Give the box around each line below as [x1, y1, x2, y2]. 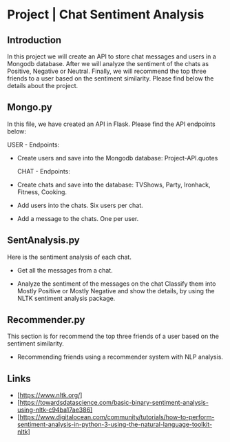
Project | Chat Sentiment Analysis [7, 7, 205, 23]
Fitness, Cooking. [17, 187, 67, 196]
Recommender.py [7, 314, 85, 326]
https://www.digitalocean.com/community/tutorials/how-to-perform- [19, 413, 215, 421]
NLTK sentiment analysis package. [17, 294, 116, 302]
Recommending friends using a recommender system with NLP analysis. [17, 352, 224, 361]
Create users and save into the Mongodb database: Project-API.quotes [17, 154, 218, 162]
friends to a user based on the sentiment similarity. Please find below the [7, 74, 214, 83]
